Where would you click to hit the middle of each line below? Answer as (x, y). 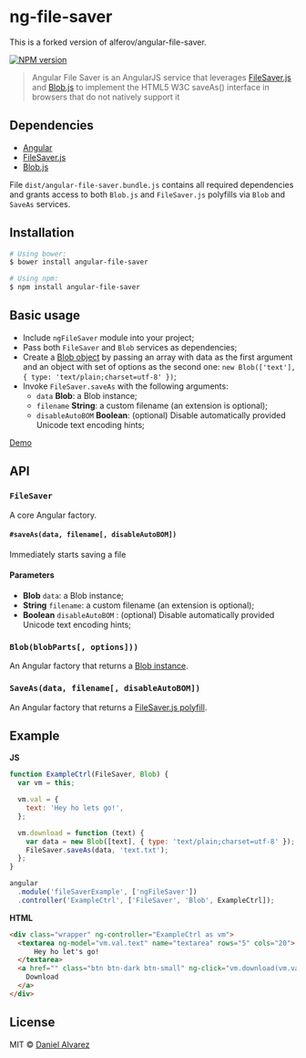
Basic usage (45, 315)
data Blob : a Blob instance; (87, 395)
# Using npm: (34, 279)
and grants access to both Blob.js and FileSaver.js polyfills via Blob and (147, 194)
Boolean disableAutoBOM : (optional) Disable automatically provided (148, 614)
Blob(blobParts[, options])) (74, 647)
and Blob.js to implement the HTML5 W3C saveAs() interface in (151, 87)
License (32, 1023)
